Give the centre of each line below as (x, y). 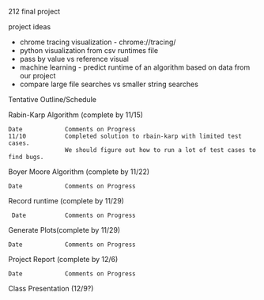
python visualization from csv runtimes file (89, 50)
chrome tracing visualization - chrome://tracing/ (98, 42)
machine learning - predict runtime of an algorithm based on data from (135, 67)
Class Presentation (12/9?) (51, 289)
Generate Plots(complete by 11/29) (64, 230)
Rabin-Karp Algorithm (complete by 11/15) (76, 115)
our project (38, 76)
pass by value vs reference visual (74, 59)
